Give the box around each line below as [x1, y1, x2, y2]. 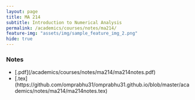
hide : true [6, 36, 33, 42]
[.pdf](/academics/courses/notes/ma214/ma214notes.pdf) [14, 69, 156, 76]
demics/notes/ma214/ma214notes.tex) [14, 88, 107, 95]
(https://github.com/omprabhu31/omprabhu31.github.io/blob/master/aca [14, 81, 190, 88]
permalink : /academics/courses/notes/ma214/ [6, 25, 117, 31]
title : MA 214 [6, 14, 41, 20]
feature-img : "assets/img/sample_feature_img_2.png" [6, 31, 138, 36]
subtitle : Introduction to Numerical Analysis [6, 19, 122, 25]
